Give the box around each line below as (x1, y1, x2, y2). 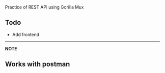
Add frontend (12, 32, 39, 37)
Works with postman (5, 60, 70, 69)
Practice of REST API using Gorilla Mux (5, 4, 84, 10)
